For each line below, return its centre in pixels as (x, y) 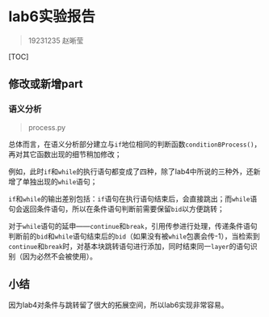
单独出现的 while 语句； (60, 181)
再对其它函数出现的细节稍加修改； (65, 154)
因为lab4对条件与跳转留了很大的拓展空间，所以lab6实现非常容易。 (118, 305)
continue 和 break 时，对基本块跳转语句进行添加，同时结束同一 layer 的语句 (129, 246)
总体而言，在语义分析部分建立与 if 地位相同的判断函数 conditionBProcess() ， (135, 144)
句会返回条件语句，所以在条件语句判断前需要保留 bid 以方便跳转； (116, 209)
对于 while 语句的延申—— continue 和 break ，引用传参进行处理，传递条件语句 (133, 226)
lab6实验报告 (52, 17)
